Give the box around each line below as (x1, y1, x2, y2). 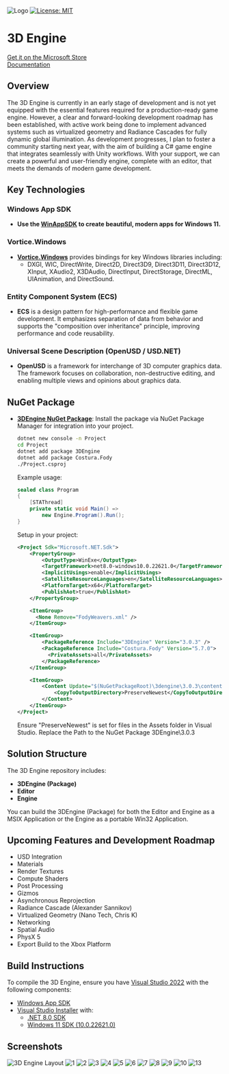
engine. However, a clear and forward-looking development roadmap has (7, 113, 213, 121)
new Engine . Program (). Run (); (42, 512, 125, 519)
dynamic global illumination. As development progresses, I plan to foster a (7, 134, 215, 143)
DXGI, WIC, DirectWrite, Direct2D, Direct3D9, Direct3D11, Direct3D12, (27, 260, 221, 268)
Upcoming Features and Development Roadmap (7, 834, 215, 846)
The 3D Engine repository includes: (7, 766, 107, 774)
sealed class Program (16, 486, 79, 493)
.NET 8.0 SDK (27, 1014, 66, 1022)
